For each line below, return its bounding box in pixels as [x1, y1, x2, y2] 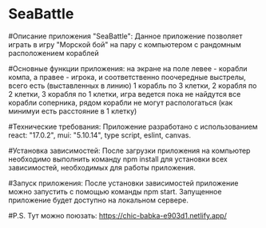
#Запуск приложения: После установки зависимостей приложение [8, 178, 239, 188]
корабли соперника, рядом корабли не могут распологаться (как [8, 98, 233, 107]
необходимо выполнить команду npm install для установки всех [8, 154, 228, 164]
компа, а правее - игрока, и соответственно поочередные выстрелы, [8, 72, 246, 82]
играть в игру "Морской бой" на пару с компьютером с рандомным [8, 39, 241, 49]
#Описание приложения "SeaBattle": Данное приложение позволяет [8, 31, 243, 41]
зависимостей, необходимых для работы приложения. [8, 162, 196, 172]
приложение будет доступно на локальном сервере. [8, 195, 189, 205]
